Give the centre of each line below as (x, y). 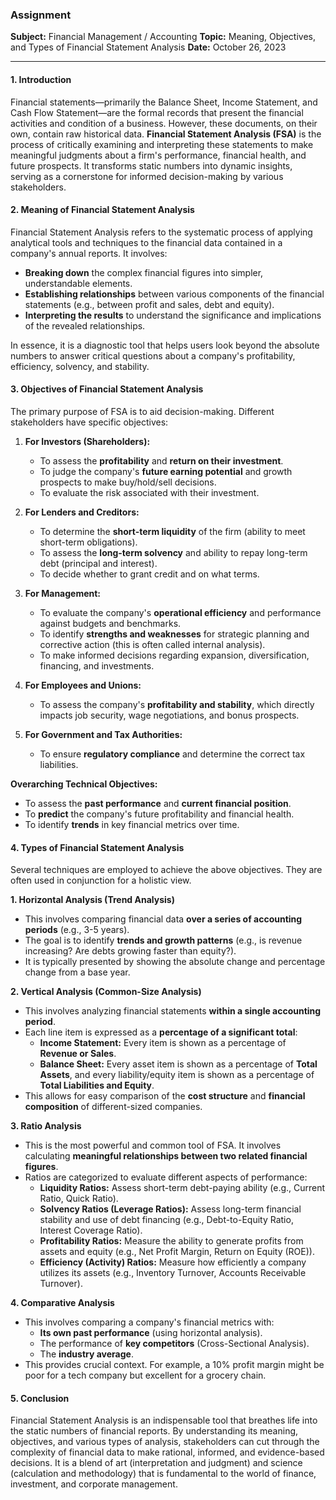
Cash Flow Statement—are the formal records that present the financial (157, 112)
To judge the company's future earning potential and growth (166, 471)
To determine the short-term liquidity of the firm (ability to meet (172, 531)
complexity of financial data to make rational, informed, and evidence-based (167, 1452)
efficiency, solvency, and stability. (80, 366)
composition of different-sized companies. (113, 1107)
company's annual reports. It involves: (89, 253)
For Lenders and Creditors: (82, 512)
